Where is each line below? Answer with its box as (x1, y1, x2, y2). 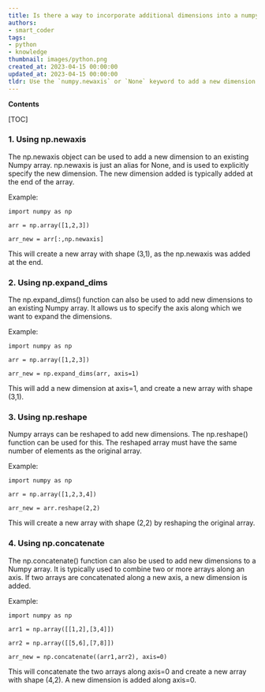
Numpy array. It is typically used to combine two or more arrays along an (8, 564, 245, 574)
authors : (8, 19, 37, 27)
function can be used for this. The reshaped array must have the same (8, 438, 237, 448)
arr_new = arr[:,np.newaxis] (8, 235, 104, 243)
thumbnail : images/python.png (8, 56, 108, 64)
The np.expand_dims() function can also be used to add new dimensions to (8, 295, 253, 304)
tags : (8, 33, 26, 42)
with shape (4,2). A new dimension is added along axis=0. (8, 675, 197, 684)
